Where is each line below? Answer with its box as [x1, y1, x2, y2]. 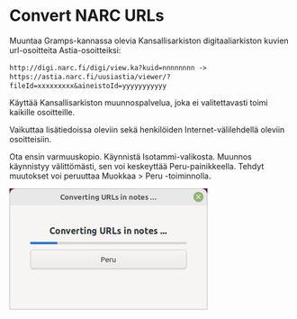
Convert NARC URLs [9, 5, 165, 26]
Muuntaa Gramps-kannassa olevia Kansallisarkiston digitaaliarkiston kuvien [9, 35, 290, 46]
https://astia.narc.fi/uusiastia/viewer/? [9, 72, 171, 81]
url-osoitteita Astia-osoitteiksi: [9, 44, 121, 55]
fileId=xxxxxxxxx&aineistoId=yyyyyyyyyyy [9, 81, 167, 90]
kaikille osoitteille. [9, 106, 76, 117]
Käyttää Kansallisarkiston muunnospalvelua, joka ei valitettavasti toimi [9, 96, 268, 108]
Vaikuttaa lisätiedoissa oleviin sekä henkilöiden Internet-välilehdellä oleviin [9, 123, 285, 135]
